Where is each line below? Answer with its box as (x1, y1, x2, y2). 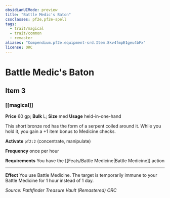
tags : (5, 21, 17, 27)
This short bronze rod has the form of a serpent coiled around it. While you (5, 123, 161, 129)
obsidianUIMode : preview (5, 7, 58, 13)
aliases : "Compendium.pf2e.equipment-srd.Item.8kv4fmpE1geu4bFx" (5, 40, 146, 45)
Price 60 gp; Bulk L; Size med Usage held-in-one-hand (5, 113, 121, 119)
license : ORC (5, 45, 33, 50)
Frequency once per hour (5, 148, 59, 154)
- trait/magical (10, 26, 44, 31)
